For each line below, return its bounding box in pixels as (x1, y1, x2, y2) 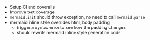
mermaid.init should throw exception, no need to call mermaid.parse (9, 14, 145, 20)
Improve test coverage (9, 9, 55, 15)
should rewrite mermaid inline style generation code (16, 30, 121, 35)
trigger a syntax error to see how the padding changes (16, 25, 126, 30)
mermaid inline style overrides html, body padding (9, 19, 110, 25)
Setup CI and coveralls (9, 4, 55, 10)
